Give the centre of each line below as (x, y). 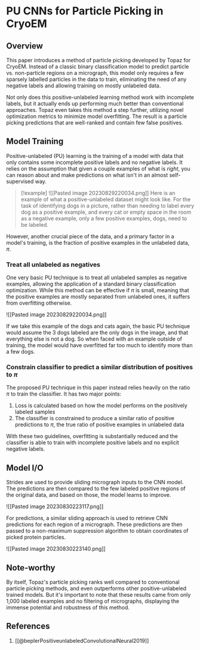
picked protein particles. (36, 537)
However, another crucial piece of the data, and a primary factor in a (90, 236)
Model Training (35, 142)
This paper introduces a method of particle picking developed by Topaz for (99, 60)
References (28, 626)
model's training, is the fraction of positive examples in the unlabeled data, (98, 242)
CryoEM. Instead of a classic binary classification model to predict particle (98, 66)
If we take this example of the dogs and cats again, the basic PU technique (98, 326)
